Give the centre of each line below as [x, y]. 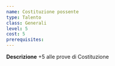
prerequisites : [25, 40]
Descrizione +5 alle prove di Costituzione [57, 57]
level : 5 [17, 28]
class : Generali [26, 23]
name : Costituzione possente [43, 12]
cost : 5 [16, 34]
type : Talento [24, 17]
